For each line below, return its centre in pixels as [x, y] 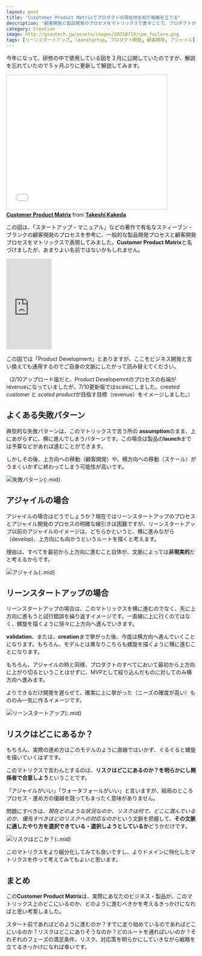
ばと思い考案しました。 [35, 911]
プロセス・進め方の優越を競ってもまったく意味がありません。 [82, 798]
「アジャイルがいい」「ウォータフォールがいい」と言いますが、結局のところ [100, 791]
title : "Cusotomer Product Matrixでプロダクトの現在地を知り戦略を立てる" [93, 18]
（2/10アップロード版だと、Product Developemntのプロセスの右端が [91, 379]
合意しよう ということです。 [56, 778]
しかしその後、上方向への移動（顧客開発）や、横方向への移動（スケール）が [101, 459]
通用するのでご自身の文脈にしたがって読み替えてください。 [106, 366]
